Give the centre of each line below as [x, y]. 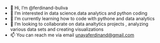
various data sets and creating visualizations [57, 29]
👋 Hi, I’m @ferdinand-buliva [39, 8]
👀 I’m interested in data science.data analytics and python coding [79, 13]
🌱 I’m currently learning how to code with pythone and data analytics [82, 18]
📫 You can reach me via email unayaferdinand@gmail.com [72, 35]
